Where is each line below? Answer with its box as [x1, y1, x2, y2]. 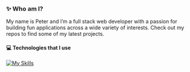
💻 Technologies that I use [6, 44, 71, 51]
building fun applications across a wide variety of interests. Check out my [6, 24, 184, 31]
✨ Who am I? [6, 5, 44, 13]
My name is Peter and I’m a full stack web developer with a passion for [6, 18, 178, 25]
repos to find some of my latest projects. [6, 30, 105, 37]
